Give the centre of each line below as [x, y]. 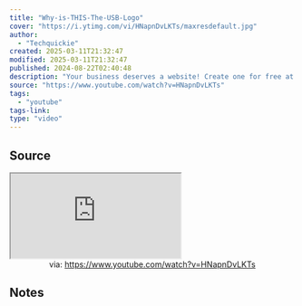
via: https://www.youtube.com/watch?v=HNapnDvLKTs [152, 264]
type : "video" [36, 119]
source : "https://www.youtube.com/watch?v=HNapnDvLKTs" [117, 85]
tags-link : [30, 110]
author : [24, 34]
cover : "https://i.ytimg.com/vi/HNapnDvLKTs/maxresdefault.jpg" [133, 26]
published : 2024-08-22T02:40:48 [70, 69]
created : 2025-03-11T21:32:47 [67, 52]
